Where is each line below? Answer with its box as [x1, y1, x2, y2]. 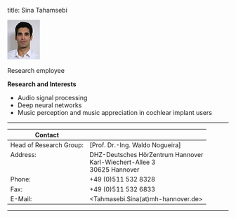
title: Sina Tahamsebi [7, 6, 68, 14]
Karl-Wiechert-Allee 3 [89, 158, 156, 166]
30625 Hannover [89, 165, 140, 174]
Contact [34, 130, 60, 139]
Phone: [10, 175, 31, 184]
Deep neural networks [17, 101, 82, 109]
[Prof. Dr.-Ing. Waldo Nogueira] [89, 140, 181, 149]
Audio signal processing [17, 94, 88, 102]
